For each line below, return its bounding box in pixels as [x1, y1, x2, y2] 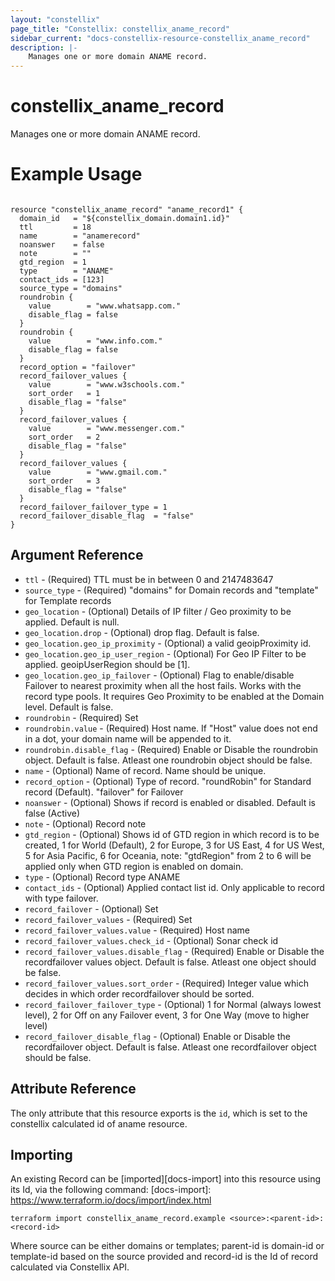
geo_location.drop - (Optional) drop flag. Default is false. [24, 626, 260, 638]
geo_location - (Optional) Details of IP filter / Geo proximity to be [24, 605, 292, 617]
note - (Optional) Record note [24, 817, 147, 830]
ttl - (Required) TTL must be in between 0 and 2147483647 [24, 573, 274, 585]
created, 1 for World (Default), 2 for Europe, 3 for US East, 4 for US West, [24, 839, 325, 851]
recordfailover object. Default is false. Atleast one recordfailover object [24, 1041, 317, 1053]
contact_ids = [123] [19, 275, 105, 285]
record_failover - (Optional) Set [24, 902, 159, 915]
